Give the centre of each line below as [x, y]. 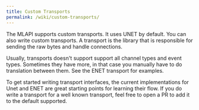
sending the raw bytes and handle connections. [64, 46]
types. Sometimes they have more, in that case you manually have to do [94, 64]
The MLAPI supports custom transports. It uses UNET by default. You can [96, 34]
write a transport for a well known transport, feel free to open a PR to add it [98, 95]
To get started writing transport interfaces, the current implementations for [97, 82]
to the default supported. [37, 101]
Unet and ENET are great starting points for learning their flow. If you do [94, 88]
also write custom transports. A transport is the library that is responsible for [99, 40]
